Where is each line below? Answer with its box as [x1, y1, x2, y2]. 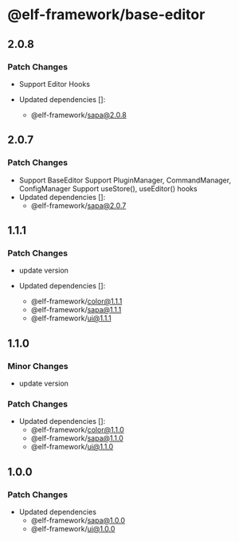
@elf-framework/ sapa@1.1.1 [30, 305, 122, 315]
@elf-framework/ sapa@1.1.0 [30, 433, 124, 443]
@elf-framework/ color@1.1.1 [30, 296, 123, 306]
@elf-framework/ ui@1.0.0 [30, 523, 116, 533]
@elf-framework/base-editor [7, 6, 206, 24]
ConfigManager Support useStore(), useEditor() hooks [18, 183, 198, 193]
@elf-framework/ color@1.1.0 [30, 425, 124, 435]
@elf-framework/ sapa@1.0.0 [30, 516, 125, 525]
